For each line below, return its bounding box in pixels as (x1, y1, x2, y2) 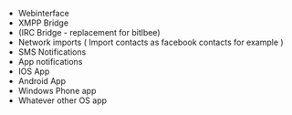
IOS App (17, 66, 50, 77)
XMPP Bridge (17, 17, 69, 28)
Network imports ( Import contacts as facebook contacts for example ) (17, 37, 285, 47)
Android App (17, 76, 67, 86)
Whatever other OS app (17, 95, 108, 106)
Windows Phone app (17, 86, 97, 96)
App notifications (17, 57, 83, 67)
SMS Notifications (17, 47, 87, 57)
